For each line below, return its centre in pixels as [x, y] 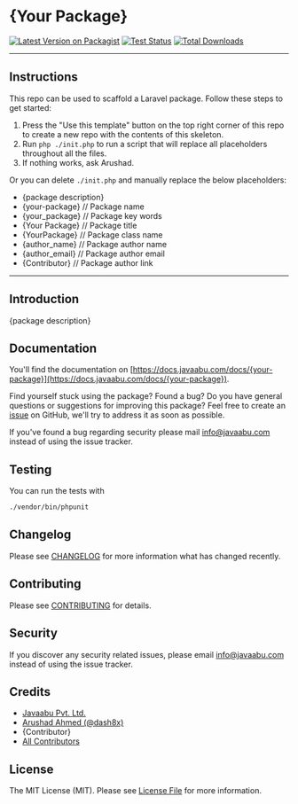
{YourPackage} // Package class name [92, 234]
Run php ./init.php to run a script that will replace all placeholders [145, 144]
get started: [30, 107]
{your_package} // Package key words [92, 215]
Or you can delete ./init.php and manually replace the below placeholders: [148, 180]
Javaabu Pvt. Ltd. [54, 713]
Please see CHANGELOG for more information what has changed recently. [145, 556]
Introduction [44, 299]
